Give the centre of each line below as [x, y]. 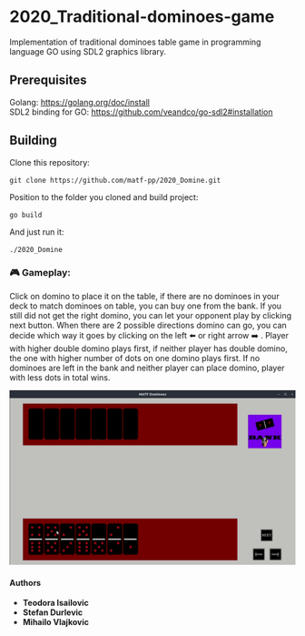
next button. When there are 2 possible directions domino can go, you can [148, 325]
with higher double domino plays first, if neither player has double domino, [148, 348]
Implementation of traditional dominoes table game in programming [135, 42]
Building [33, 141]
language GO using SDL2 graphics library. [88, 51]
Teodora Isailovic [55, 603]
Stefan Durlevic [53, 612]
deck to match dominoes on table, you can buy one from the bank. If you [146, 306]
